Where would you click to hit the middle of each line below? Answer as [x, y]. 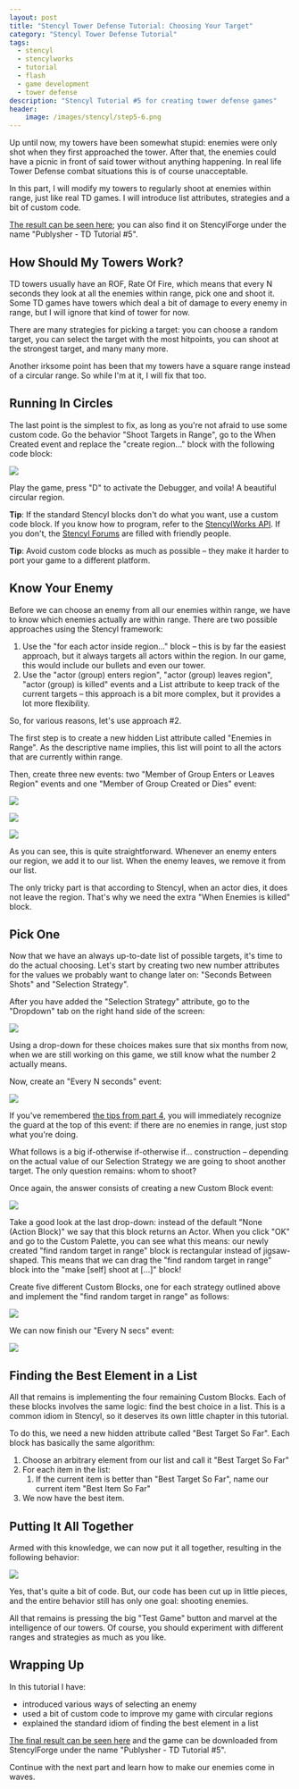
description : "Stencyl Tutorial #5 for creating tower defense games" [143, 101]
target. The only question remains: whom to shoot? [103, 1171]
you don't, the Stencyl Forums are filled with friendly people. [120, 533]
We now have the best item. [73, 1499]
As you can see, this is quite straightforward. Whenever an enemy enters [143, 851]
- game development [54, 84]
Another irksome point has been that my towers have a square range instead [150, 365]
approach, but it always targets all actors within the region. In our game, [154, 655]
